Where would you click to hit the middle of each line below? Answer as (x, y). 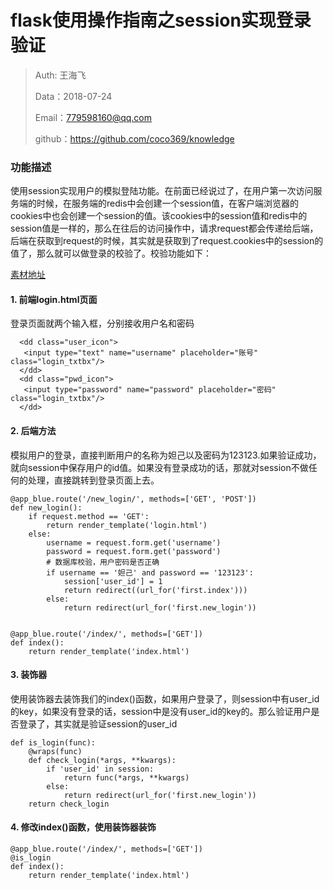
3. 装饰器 (29, 675)
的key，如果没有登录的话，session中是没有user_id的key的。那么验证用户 (161, 711)
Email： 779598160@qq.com (93, 117)
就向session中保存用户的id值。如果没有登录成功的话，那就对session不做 (159, 467)
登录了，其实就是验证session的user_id (98, 723)
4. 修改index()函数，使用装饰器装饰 (83, 827)
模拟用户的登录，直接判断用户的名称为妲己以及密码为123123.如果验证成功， (166, 455)
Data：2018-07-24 (73, 96)
